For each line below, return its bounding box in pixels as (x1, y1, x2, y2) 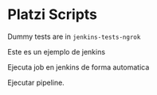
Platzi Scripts (7, 6, 97, 24)
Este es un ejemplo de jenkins (7, 47, 105, 56)
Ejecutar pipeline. (7, 78, 65, 87)
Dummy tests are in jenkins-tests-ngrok (7, 32, 141, 41)
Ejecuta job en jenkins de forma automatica (7, 62, 150, 72)
